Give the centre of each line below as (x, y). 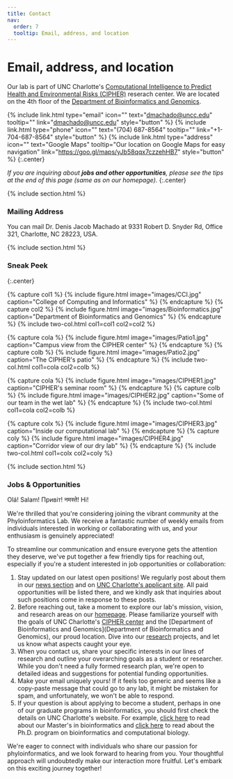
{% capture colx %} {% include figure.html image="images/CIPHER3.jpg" (112, 423)
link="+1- (210, 130)
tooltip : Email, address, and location (71, 33)
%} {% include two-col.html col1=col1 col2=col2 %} (81, 323)
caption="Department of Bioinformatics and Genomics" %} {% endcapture (114, 316)
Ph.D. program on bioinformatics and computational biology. (103, 733)
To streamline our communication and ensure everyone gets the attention (112, 549)
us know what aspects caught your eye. (74, 644)
